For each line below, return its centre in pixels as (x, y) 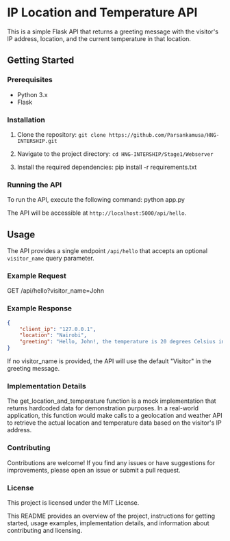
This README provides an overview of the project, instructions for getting (111, 516)
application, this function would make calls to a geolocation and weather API (115, 416)
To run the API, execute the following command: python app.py (96, 200)
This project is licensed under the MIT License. (73, 502)
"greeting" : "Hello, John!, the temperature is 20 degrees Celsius (117, 342)
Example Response (40, 308)
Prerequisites (30, 80)
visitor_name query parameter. (51, 259)
